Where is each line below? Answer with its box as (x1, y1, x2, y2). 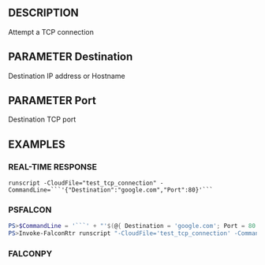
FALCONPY (8, 248, 53, 259)
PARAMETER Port (8, 94, 96, 107)
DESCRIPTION (8, 6, 79, 20)
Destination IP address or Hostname (8, 71, 125, 80)
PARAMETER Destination (8, 50, 133, 64)
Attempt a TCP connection (8, 27, 95, 36)
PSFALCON (8, 204, 52, 215)
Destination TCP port (8, 114, 77, 125)
